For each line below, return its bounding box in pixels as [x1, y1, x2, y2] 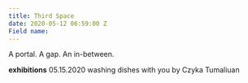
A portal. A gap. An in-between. [8, 50, 115, 59]
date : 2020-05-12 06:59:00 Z [8, 20, 107, 28]
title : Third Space [8, 11, 75, 20]
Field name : [8, 27, 49, 35]
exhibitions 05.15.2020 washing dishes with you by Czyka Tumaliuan [8, 65, 240, 75]
